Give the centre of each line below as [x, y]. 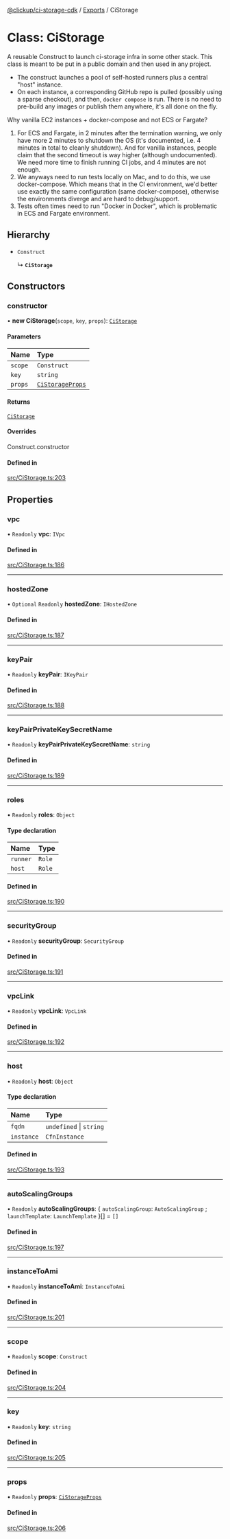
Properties [30, 500]
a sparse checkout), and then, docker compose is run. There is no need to [119, 99]
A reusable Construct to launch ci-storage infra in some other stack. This [110, 56]
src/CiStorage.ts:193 [36, 1170]
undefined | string [75, 1126]
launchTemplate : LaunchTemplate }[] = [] [63, 1216]
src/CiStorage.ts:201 [36, 1317]
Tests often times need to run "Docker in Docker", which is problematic [117, 206]
